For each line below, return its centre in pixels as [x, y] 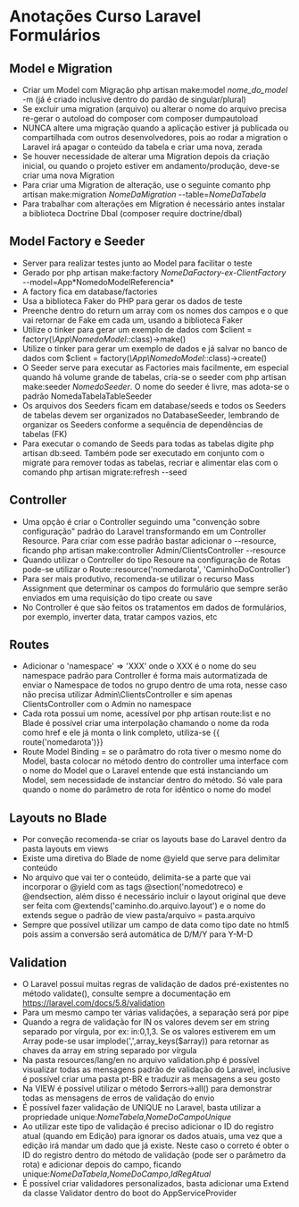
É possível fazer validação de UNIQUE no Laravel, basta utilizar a [141, 1108]
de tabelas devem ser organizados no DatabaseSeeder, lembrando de [150, 415]
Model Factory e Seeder [77, 242]
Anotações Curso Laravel [105, 17]
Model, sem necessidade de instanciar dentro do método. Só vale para [152, 781]
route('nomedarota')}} [63, 742]
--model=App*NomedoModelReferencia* [98, 282]
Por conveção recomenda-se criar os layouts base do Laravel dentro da [154, 840]
